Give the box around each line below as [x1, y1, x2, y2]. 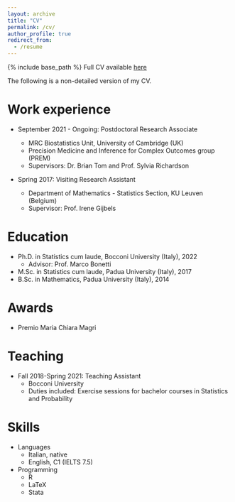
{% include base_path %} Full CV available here [7, 63, 147, 71]
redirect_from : [7, 37, 53, 44]
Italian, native [28, 450, 67, 459]
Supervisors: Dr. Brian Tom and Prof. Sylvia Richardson [28, 161, 190, 170]
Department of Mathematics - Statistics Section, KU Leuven [28, 189, 204, 197]
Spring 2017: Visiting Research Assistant [17, 175, 136, 183]
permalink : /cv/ [7, 23, 55, 31]
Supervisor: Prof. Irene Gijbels [28, 204, 116, 212]
